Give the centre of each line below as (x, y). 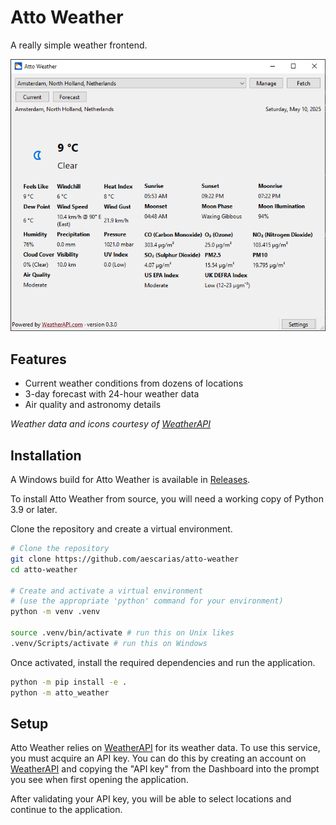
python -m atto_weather (60, 692)
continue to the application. (66, 810)
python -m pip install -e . (69, 682)
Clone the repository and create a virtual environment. (121, 529)
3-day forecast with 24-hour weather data (112, 394)
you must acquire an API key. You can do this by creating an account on (158, 758)
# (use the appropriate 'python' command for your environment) (147, 601)
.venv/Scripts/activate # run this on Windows (109, 643)
